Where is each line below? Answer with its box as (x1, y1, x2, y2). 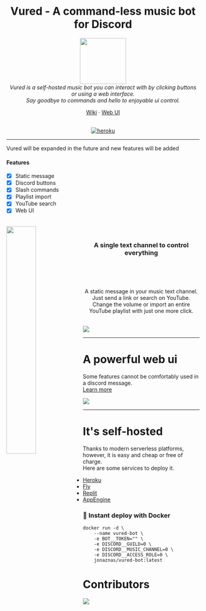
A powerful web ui (82, 353, 178, 366)
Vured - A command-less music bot (10, 4, 196, 18)
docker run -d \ (82, 525, 124, 531)
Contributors (82, 578, 150, 591)
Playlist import (15, 193, 52, 201)
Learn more (82, 385, 112, 393)
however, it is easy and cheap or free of (82, 451, 183, 458)
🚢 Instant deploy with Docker (82, 511, 170, 520)
